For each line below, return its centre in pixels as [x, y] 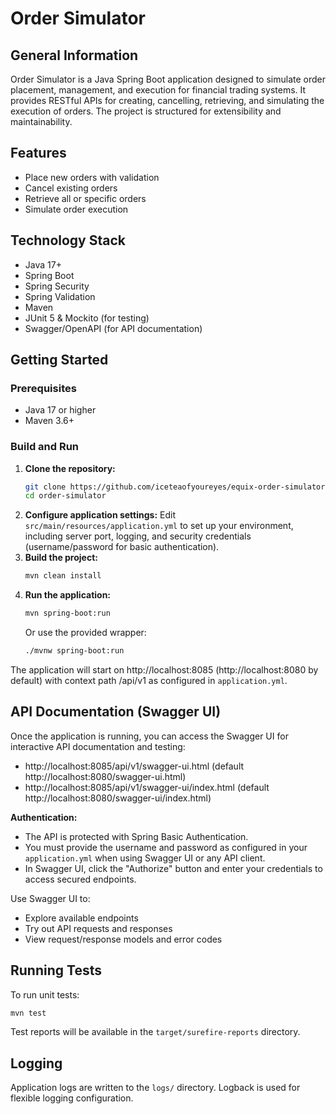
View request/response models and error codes [123, 939]
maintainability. [41, 121]
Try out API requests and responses [98, 928]
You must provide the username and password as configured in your [166, 847]
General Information [74, 55]
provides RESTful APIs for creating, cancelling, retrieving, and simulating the [167, 100]
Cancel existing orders [71, 188]
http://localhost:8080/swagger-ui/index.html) [118, 798]
